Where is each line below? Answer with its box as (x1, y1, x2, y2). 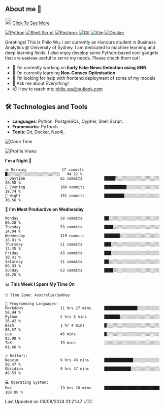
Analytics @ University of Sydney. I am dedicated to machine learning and (5, 44, 156, 50)
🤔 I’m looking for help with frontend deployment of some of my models (12, 75, 156, 81)
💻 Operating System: (5, 380, 49, 385)
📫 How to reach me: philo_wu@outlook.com (12, 86, 103, 92)
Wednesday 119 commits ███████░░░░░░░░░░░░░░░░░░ (5, 233, 160, 238)
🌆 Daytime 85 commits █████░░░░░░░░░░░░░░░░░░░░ (5, 176, 160, 181)
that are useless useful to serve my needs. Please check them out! (5, 55, 140, 61)
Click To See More (12, 20, 50, 26)
